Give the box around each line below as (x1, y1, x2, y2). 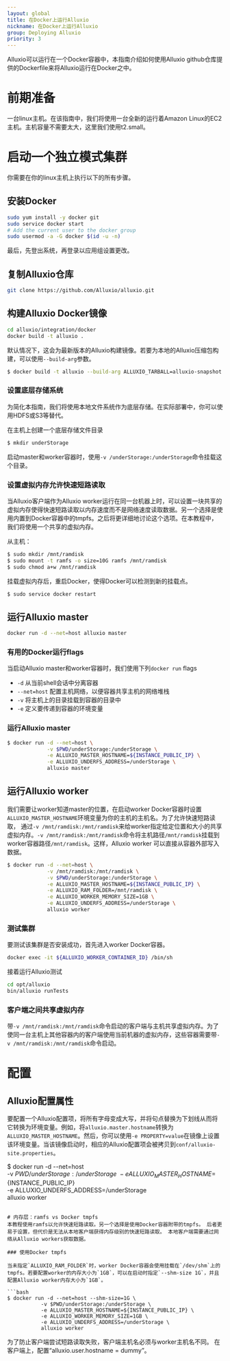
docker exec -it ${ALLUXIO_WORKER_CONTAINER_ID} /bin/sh (7, 954, 173, 961)
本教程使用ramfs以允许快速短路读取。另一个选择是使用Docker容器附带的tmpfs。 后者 (7, 1221, 218, 1228)
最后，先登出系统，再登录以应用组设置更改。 (7, 246, 133, 254)
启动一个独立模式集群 (7, 149, 128, 165)
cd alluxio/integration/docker (7, 326, 97, 333)
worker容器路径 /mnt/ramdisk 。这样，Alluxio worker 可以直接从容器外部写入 (7, 839, 220, 847)
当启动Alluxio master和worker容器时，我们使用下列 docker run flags (7, 664, 197, 673)
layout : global (7, 10, 51, 17)
